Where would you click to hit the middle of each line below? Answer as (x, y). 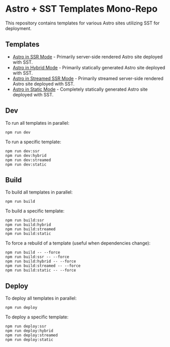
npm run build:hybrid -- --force (41, 261)
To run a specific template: (33, 142)
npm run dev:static (26, 164)
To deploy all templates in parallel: (41, 298)
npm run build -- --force (33, 253)
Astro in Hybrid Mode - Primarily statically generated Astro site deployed (89, 67)
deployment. (18, 28)
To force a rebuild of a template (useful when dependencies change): (78, 243)
